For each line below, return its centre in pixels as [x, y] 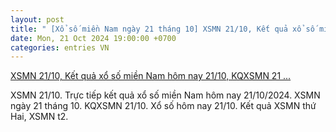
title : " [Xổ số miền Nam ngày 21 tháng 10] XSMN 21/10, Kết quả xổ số [162, 29]
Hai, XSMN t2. [39, 117]
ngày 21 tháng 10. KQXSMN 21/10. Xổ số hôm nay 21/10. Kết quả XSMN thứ [163, 106]
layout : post [37, 19]
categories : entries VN [60, 47]
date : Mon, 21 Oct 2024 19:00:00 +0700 [93, 38]
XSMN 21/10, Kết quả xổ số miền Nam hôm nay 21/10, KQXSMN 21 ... [151, 76]
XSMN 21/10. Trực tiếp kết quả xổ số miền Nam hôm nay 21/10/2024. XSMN [165, 95]
